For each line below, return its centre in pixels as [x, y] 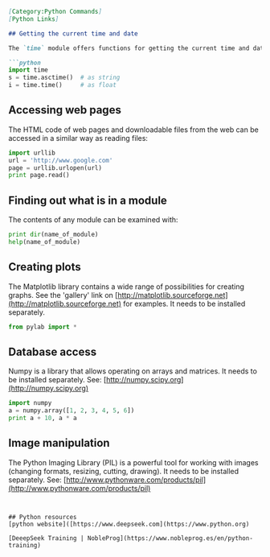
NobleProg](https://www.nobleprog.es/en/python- [170, 538]
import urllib [32, 153]
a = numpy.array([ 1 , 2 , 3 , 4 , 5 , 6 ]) [72, 411]
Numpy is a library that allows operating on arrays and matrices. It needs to [133, 371]
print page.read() [39, 175]
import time [28, 70]
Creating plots [45, 267]
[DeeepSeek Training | [46, 538]
